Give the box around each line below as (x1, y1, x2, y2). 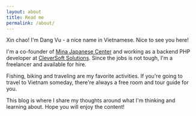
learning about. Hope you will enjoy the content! (6, 103, 125, 111)
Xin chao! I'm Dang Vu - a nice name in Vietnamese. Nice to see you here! (6, 37, 189, 44)
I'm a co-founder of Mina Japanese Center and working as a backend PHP (6, 48, 191, 55)
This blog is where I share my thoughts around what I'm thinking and (6, 97, 176, 104)
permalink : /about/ (6, 20, 55, 26)
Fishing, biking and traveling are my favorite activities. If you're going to (6, 73, 183, 80)
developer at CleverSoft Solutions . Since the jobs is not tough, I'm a (6, 55, 173, 62)
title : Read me (6, 14, 44, 20)
